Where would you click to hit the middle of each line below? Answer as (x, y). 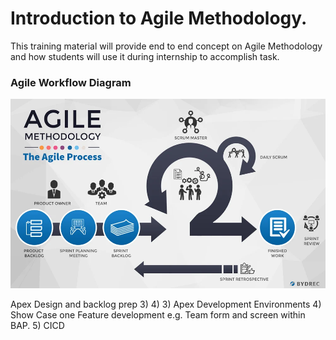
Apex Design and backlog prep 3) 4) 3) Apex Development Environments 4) (166, 304)
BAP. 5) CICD (37, 325)
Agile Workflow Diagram (71, 82)
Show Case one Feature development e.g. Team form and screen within (158, 314)
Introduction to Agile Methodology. (159, 18)
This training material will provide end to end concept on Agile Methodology (166, 46)
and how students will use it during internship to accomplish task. (145, 56)
